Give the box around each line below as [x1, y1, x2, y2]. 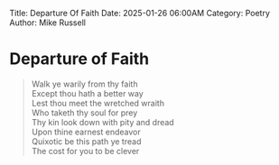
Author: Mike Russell [9, 17, 86, 28]
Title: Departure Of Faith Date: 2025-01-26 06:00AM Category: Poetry [9, 8, 271, 18]
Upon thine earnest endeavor [31, 126, 142, 137]
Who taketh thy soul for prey [31, 107, 138, 118]
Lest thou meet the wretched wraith [31, 97, 165, 108]
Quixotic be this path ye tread [31, 135, 142, 147]
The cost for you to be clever [31, 145, 140, 156]
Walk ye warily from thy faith [31, 78, 138, 89]
